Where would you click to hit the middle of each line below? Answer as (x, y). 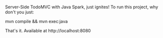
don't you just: (20, 12)
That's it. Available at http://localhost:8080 (48, 31)
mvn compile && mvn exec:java (36, 21)
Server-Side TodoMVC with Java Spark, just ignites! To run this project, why (81, 7)
